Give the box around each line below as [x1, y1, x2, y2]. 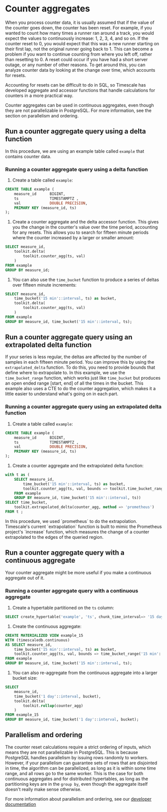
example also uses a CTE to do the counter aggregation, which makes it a [5, 386, 156, 392]
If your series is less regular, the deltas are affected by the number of [5, 354, 147, 360]
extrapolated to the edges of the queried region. [5, 534, 104, 540]
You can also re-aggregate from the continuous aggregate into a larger [12, 670, 158, 676]
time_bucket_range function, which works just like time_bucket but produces [5, 375, 161, 381]
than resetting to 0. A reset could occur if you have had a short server [5, 56, 148, 62]
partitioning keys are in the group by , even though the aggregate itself [5, 781, 148, 787]
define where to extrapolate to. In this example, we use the [5, 370, 125, 376]
